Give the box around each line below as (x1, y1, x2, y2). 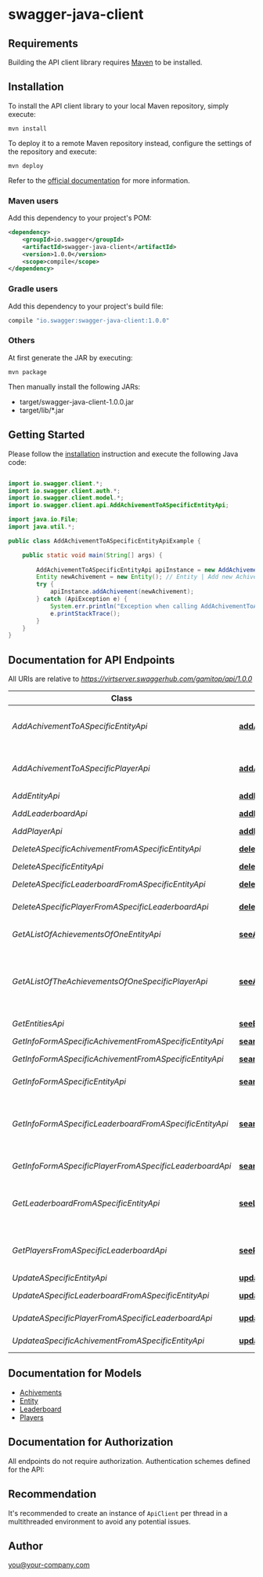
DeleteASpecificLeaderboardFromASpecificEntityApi (12, 879, 206, 890)
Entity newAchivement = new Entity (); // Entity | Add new (36, 573, 233, 581)
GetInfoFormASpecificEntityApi (12, 1076, 127, 1087)
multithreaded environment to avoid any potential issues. (8, 1517, 191, 1526)
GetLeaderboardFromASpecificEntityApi (12, 1198, 160, 1209)
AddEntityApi (12, 791, 60, 802)
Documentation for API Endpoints (8, 653, 175, 667)
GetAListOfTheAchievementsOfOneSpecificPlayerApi (12, 976, 208, 987)
